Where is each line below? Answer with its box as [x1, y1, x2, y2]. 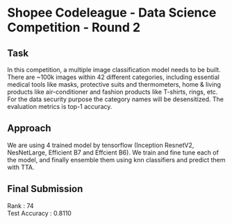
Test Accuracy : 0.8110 [7, 209, 72, 217]
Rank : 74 [7, 201, 34, 209]
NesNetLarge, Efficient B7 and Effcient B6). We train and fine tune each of [7, 148, 219, 157]
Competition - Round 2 [7, 19, 141, 35]
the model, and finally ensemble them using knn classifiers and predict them [7, 155, 226, 164]
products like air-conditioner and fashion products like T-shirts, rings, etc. [7, 88, 218, 96]
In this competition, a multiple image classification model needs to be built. [7, 66, 221, 74]
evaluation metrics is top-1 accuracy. [7, 103, 113, 110]
